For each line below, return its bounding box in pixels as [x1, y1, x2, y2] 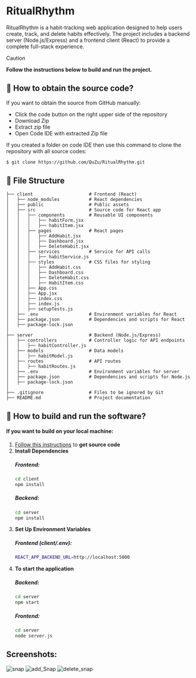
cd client [14, 476, 40, 482]
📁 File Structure [6, 176, 65, 186]
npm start [14, 599, 40, 606]
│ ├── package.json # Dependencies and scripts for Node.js [6, 374, 191, 380]
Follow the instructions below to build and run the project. [6, 66, 153, 73]
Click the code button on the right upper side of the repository [14, 110, 168, 117]
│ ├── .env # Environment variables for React [6, 311, 178, 317]
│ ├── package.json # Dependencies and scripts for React [6, 317, 185, 323]
